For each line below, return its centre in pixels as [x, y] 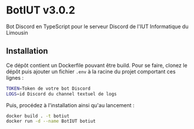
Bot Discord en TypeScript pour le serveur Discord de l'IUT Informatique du [97, 26]
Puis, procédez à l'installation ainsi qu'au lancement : [70, 105]
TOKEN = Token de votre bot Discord [48, 89]
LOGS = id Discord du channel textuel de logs [61, 94]
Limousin [17, 32]
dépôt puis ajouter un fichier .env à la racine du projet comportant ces [91, 72]
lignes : [15, 77]
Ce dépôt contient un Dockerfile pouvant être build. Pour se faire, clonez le [97, 65]
